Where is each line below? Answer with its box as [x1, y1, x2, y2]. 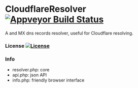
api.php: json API [12, 72, 47, 78]
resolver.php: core [12, 67, 50, 73]
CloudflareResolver [5, 3, 86, 15]
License [5, 42, 25, 49]
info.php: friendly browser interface [12, 77, 85, 83]
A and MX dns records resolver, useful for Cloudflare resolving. [5, 30, 134, 36]
